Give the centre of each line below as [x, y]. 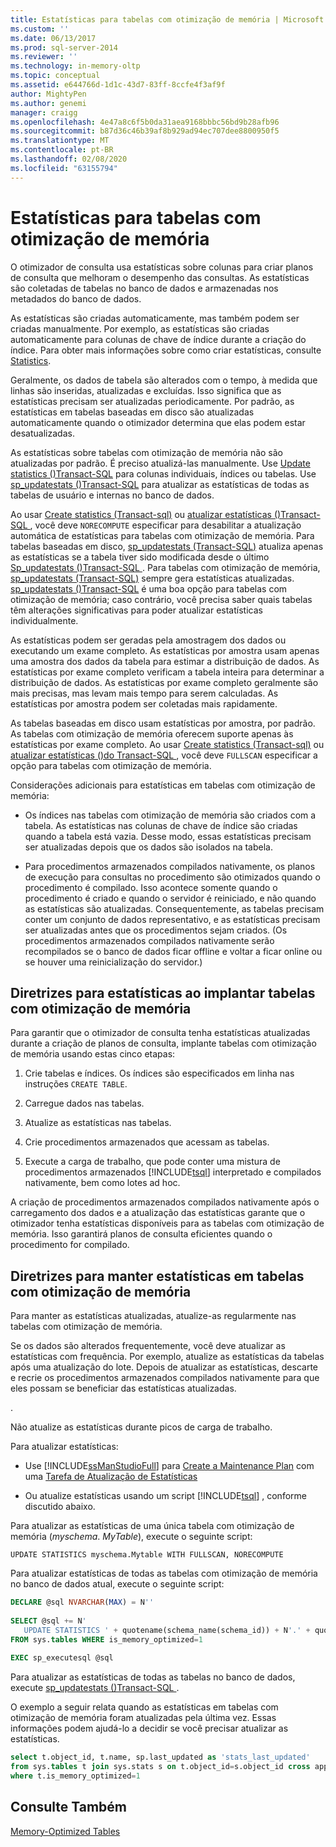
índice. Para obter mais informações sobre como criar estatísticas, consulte [166, 350]
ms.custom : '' [40, 29]
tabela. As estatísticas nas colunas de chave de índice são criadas [161, 825]
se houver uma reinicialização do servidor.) [113, 962]
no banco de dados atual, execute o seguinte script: [117, 1584]
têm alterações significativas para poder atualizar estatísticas [136, 610]
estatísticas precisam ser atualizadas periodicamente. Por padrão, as [152, 401]
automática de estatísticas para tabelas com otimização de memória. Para [162, 535]
